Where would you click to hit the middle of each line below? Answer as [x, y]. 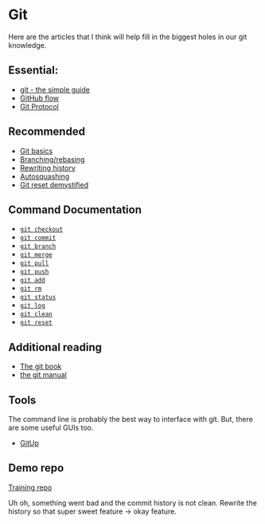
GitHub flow [39, 98]
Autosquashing [45, 176]
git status [38, 297]
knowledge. [27, 45]
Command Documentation [75, 209]
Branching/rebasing [52, 159]
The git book [41, 366]
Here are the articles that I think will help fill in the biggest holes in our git [128, 37]
